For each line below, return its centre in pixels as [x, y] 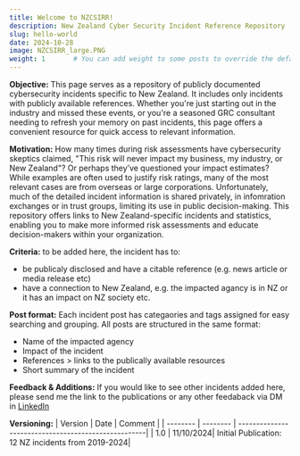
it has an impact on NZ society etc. [86, 297]
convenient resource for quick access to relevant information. [123, 132]
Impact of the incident [63, 351]
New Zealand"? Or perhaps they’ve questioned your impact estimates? [139, 168]
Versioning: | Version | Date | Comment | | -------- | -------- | [123, 423]
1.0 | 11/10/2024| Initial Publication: [218, 433]
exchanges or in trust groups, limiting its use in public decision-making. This [150, 206]
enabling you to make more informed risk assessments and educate [134, 225]
